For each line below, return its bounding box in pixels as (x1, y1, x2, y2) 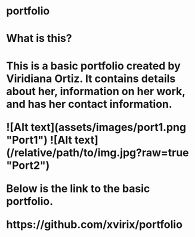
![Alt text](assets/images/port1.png (6, 120, 187, 134)
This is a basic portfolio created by (6, 59, 181, 72)
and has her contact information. (6, 97, 173, 111)
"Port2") (6, 159, 50, 172)
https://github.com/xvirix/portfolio (6, 217, 183, 231)
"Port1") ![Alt (6, 133, 73, 147)
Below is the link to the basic (6, 181, 150, 195)
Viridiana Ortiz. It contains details (6, 72, 176, 85)
